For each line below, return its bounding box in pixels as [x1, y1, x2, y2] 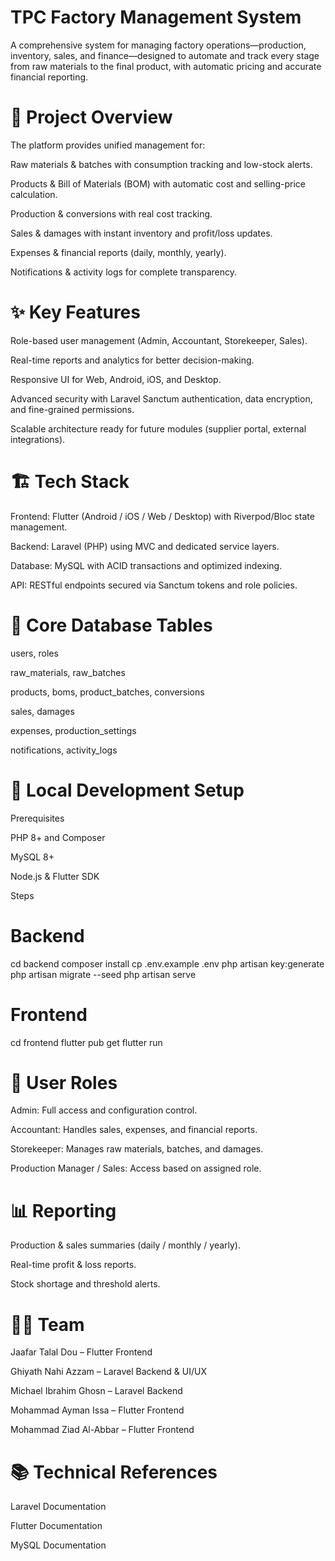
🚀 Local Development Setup [10, 779, 245, 801]
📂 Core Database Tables [10, 614, 213, 636]
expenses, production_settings [10, 724, 137, 736]
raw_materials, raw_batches [10, 666, 126, 678]
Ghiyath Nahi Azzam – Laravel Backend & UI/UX [10, 1366, 207, 1378]
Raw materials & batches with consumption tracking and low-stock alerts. [10, 158, 313, 170]
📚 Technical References [10, 1461, 218, 1483]
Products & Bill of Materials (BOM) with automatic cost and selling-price [10, 177, 307, 190]
